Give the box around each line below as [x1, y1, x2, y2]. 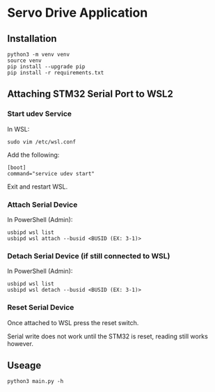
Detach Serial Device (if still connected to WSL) [7, 251, 170, 260]
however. [7, 339, 33, 347]
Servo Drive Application [7, 5, 148, 21]
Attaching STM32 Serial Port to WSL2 [7, 88, 174, 100]
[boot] [7, 164, 26, 171]
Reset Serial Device [7, 303, 74, 313]
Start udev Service [7, 109, 72, 119]
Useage [7, 359, 42, 371]
